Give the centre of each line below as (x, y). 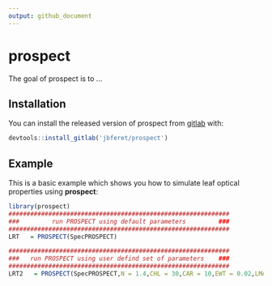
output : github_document (50, 16)
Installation (37, 103)
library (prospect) (39, 207)
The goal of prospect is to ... (55, 79)
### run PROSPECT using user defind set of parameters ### (119, 259)
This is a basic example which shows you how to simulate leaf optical (124, 183)
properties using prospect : (53, 192)
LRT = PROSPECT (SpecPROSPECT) (63, 237)
